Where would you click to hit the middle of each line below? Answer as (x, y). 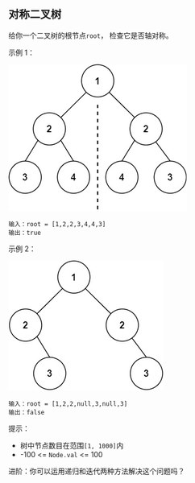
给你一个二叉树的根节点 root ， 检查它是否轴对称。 (91, 35)
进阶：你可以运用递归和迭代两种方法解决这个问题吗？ (97, 471)
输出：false (27, 412)
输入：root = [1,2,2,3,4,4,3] (57, 224)
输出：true (25, 233)
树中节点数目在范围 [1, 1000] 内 (72, 445)
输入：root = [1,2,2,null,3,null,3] (68, 404)
